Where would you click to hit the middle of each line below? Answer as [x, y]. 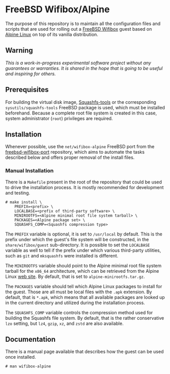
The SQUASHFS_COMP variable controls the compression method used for [79, 312]
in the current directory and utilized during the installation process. [75, 302]
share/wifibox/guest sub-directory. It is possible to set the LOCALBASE [78, 245]
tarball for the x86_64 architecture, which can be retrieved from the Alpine [82, 271]
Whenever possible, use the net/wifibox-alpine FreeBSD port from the [80, 147]
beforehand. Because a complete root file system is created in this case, [81, 113]
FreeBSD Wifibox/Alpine [58, 9]
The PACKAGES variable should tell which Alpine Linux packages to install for [84, 286]
